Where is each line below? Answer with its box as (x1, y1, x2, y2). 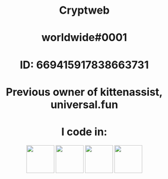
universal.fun (50, 98, 118, 111)
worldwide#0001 (41, 31, 128, 45)
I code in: (61, 125, 107, 139)
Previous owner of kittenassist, (5, 85, 163, 99)
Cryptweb (59, 4, 110, 17)
